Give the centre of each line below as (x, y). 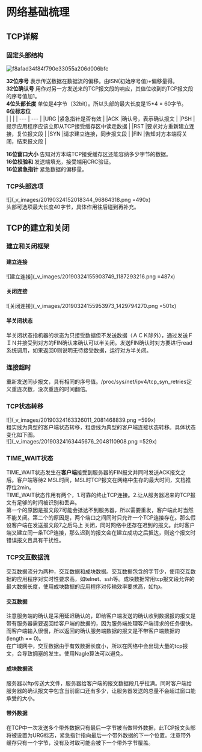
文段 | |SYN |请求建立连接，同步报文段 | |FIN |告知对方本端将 (107, 134)
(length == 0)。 (25, 639)
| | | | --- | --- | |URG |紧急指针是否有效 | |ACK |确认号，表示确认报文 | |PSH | (101, 119)
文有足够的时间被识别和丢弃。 (43, 502)
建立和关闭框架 (28, 246)
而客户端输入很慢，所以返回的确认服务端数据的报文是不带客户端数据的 (93, 631)
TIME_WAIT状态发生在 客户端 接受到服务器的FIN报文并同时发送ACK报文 (93, 472)
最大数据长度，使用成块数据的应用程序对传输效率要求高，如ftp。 (86, 587)
